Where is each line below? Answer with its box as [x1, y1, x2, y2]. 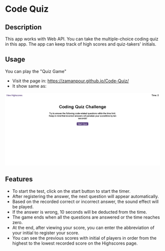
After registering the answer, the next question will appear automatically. [12, 193, 159, 199]
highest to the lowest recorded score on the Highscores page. [12, 240, 138, 246]
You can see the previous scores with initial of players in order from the [12, 235, 157, 241]
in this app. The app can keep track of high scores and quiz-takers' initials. [5, 41, 157, 47]
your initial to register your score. [12, 229, 80, 236]
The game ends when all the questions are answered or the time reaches [12, 214, 160, 220]
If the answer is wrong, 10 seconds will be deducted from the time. [12, 209, 147, 215]
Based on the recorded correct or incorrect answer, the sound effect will [12, 199, 159, 204]
